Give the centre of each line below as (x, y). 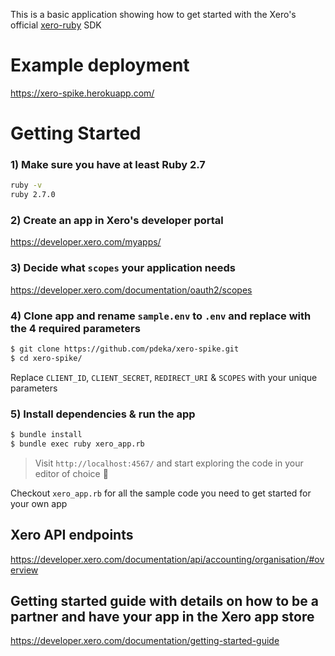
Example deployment (100, 65)
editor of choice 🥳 (71, 473)
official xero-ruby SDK (56, 25)
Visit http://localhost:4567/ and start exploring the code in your (169, 463)
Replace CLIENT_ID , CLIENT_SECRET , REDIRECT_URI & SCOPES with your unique (164, 377)
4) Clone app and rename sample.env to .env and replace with (161, 316)
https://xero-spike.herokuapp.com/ (82, 93)
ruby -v (26, 185)
